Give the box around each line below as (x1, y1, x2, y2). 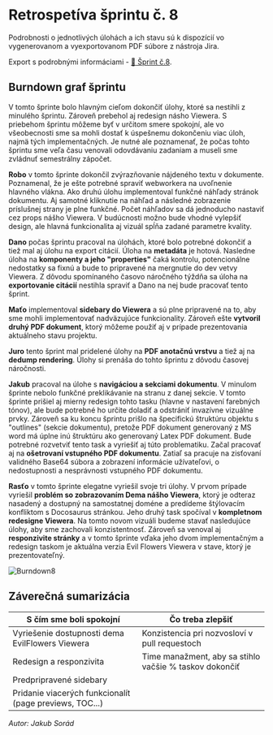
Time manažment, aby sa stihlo (141, 651, 261, 662)
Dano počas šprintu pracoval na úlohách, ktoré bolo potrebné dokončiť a (8, 237, 252, 247)
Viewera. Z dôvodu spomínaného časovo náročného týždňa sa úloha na (8, 271, 249, 281)
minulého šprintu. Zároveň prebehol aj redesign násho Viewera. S (8, 110, 227, 120)
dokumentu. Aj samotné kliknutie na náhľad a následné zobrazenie (8, 195, 232, 205)
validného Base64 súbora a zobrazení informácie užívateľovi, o (8, 456, 219, 466)
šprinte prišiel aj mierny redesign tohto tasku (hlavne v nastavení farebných (8, 396, 260, 406)
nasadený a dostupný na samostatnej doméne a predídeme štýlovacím (8, 498, 245, 508)
